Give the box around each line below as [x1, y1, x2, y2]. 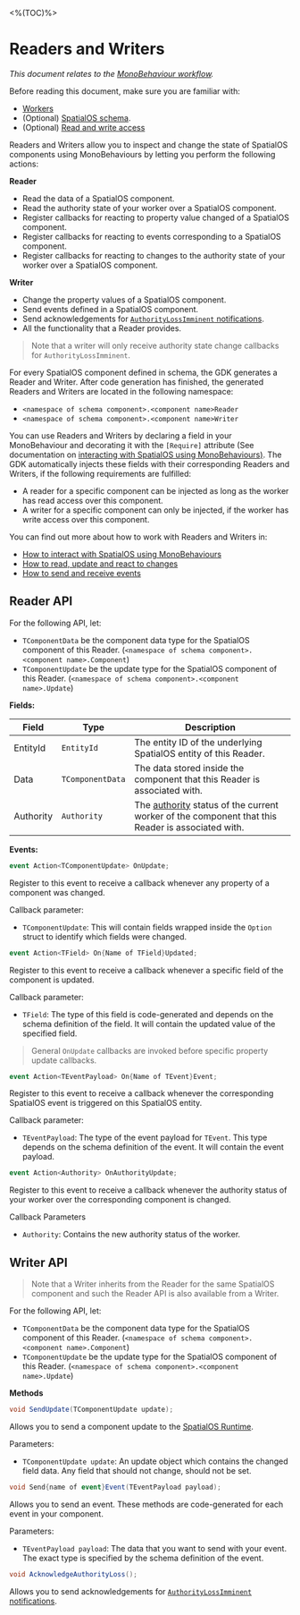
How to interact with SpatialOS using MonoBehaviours [21, 548, 221, 559]
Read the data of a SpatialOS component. [21, 192, 175, 204]
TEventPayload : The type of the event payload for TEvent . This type [21, 1132, 268, 1143]
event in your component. [9, 1508, 104, 1519]
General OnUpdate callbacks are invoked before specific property [30, 1045, 269, 1056]
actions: [9, 158, 38, 169]
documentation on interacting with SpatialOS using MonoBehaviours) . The [9, 449, 282, 460]
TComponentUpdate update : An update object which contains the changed [21, 1456, 288, 1466]
